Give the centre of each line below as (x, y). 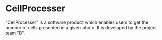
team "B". (15, 33)
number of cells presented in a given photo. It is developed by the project (81, 27)
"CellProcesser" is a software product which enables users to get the (77, 22)
